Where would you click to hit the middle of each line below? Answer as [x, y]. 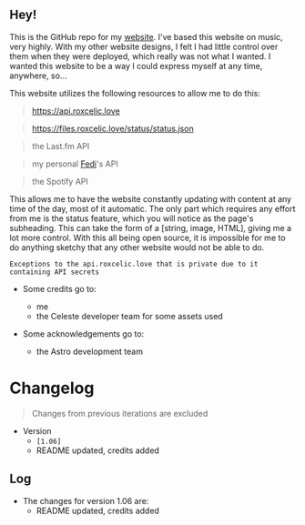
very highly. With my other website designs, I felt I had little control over [144, 46]
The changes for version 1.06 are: [86, 500]
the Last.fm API [61, 146]
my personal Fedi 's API [75, 164]
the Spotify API [60, 181]
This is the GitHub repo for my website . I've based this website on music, [147, 36]
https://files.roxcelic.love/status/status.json [112, 128]
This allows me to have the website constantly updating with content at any [151, 198]
